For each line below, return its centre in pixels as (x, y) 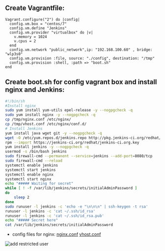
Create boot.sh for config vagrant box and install (81, 82)
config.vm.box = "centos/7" (38, 24)
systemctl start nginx (28, 179)
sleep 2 (22, 197)
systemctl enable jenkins (31, 165)
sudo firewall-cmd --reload (34, 161)
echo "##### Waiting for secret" (39, 184)
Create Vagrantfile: (35, 8)
